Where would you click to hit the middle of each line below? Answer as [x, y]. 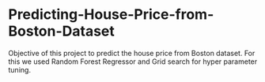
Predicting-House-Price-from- [111, 15]
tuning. [20, 69]
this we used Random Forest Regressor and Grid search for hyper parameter [133, 61]
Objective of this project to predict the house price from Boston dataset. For [132, 53]
